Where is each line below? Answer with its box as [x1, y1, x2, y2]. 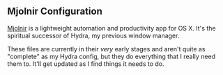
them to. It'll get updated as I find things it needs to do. [7, 59, 165, 68]
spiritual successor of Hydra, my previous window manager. [7, 31, 180, 40]
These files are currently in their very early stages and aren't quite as [7, 44, 206, 53]
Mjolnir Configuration [7, 6, 102, 17]
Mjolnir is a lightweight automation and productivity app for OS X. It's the [7, 24, 216, 32]
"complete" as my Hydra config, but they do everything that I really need [7, 52, 216, 60]
